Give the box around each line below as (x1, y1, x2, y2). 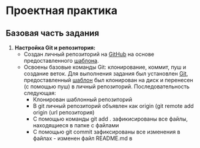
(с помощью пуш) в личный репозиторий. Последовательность (23, 83, 190, 90)
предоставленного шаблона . (23, 57, 99, 64)
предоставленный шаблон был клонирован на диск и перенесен (23, 77, 193, 83)
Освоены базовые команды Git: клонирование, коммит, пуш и (23, 63, 187, 71)
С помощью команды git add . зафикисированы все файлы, (32, 115, 188, 122)
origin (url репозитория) (32, 109, 95, 116)
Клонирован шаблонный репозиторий (32, 96, 133, 103)
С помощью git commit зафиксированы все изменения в (32, 129, 181, 135)
